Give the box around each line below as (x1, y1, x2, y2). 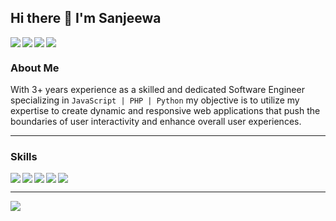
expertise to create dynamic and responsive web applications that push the (10, 105, 321, 117)
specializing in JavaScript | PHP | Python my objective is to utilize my (10, 94, 300, 106)
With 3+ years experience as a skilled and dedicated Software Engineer (10, 84, 305, 96)
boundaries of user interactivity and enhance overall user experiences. (10, 116, 302, 128)
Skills (10, 150, 38, 164)
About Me (10, 61, 60, 75)
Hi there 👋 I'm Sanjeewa (10, 10, 162, 27)
